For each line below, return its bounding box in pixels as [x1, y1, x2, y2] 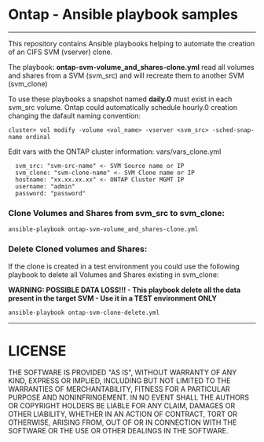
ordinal [25, 133, 51, 141]
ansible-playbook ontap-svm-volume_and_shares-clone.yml [8, 225, 199, 233]
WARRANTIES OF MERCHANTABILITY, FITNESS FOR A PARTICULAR [8, 385, 230, 394]
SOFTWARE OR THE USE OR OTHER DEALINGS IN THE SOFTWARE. [8, 426, 229, 436]
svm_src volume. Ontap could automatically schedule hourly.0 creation [8, 102, 238, 111]
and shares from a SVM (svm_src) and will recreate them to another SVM [8, 71, 245, 80]
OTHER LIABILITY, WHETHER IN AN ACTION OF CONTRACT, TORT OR [8, 410, 237, 419]
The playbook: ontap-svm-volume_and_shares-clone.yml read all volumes [8, 62, 255, 71]
